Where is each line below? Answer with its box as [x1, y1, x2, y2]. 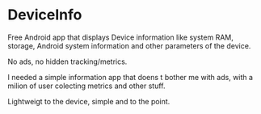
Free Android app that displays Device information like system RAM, [7, 32, 234, 42]
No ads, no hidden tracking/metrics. [7, 57, 128, 66]
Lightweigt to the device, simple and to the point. [7, 96, 170, 106]
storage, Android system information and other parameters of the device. [7, 40, 251, 50]
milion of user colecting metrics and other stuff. [7, 81, 166, 91]
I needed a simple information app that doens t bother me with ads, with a [7, 72, 254, 82]
